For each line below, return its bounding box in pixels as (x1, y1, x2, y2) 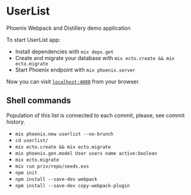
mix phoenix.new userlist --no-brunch (15, 131, 114, 137)
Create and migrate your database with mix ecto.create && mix (15, 54, 175, 61)
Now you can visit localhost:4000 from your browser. (6, 78, 140, 85)
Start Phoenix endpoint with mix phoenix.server (15, 66, 136, 74)
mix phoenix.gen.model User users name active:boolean (15, 150, 158, 156)
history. (6, 118, 26, 125)
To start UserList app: (6, 36, 61, 43)
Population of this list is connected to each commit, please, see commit (6, 111, 185, 119)
